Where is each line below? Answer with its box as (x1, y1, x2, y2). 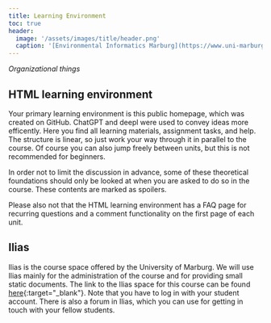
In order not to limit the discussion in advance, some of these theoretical (8, 167, 248, 177)
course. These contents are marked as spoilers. (8, 184, 167, 194)
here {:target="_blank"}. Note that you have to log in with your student (8, 287, 240, 297)
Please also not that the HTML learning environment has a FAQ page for (8, 199, 247, 210)
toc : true (8, 19, 42, 27)
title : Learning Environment (8, 11, 106, 20)
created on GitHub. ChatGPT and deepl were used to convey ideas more (8, 117, 248, 127)
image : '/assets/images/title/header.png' (15, 34, 161, 43)
